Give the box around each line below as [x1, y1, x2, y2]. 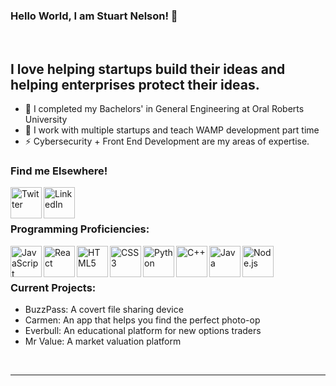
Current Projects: [10, 280, 97, 294]
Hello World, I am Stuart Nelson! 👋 [10, 9, 178, 23]
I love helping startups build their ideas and [10, 60, 286, 78]
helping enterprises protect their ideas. [10, 76, 260, 93]
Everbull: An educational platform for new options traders [24, 325, 262, 336]
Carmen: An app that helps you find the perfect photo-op [24, 314, 261, 326]
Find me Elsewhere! [10, 164, 108, 178]
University [24, 114, 68, 126]
